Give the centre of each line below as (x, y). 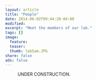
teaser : (18, 46)
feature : (19, 42)
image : (12, 38)
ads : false (16, 60)
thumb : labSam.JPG (29, 51)
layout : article (22, 10)
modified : (15, 23)
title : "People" (22, 14)
